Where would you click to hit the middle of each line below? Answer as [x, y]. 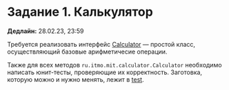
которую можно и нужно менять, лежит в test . [76, 79]
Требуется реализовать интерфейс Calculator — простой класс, [101, 44]
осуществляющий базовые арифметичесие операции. [87, 52]
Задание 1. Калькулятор [80, 12]
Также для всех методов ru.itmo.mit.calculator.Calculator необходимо [114, 65]
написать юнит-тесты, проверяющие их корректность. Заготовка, [104, 72]
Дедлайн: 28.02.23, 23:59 [46, 31]
